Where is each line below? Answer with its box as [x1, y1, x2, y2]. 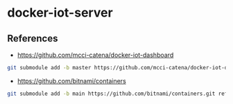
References [7, 33, 58, 44]
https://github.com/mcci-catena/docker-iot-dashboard [17, 51, 174, 59]
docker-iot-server [7, 5, 113, 21]
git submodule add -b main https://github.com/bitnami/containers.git [7, 90, 216, 97]
